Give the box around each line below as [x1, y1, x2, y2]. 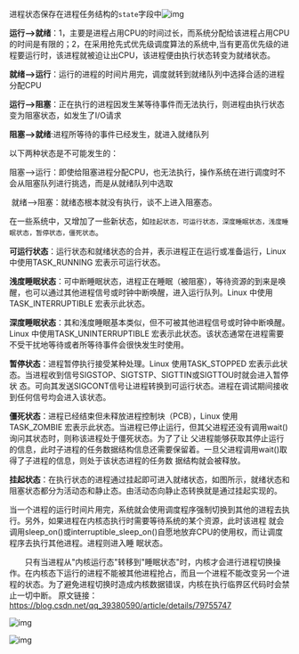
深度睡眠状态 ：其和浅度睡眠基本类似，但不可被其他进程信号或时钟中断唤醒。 [9, 317, 290, 328]
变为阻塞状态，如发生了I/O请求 [9, 110, 122, 120]
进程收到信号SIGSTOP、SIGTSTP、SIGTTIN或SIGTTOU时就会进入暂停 [32, 370, 289, 380]
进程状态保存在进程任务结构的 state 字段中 [9, 9, 162, 19]
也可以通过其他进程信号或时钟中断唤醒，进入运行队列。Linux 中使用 [24, 287, 273, 298]
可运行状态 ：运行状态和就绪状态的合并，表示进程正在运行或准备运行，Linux [9, 246, 287, 257]
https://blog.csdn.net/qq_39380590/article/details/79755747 [9, 601, 232, 610]
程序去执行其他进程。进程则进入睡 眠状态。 [9, 538, 167, 548]
